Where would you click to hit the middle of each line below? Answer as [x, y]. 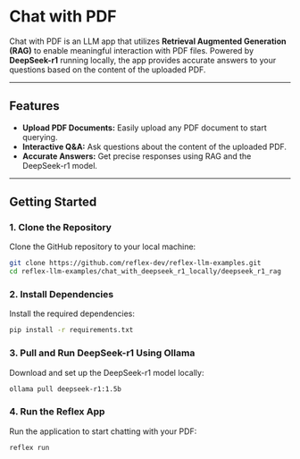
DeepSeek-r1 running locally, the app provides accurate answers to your [143, 60]
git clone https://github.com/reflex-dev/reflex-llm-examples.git [135, 263]
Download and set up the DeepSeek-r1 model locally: [107, 372]
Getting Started [53, 202]
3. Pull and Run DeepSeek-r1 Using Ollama [102, 353]
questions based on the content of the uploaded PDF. [108, 70]
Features [34, 106]
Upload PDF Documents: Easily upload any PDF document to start [144, 128]
